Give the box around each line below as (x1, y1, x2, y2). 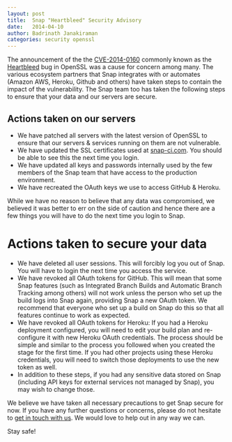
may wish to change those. (17, 385, 95, 393)
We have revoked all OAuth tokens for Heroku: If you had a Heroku (17, 318, 208, 327)
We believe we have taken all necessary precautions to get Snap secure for (7, 399, 224, 407)
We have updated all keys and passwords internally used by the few (17, 161, 212, 169)
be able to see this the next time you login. (17, 153, 139, 161)
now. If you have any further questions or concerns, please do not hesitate (7, 406, 222, 414)
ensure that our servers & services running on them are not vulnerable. (17, 138, 221, 147)
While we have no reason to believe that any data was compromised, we (7, 196, 215, 205)
